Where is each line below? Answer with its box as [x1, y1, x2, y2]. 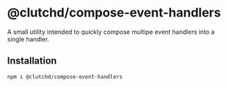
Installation [7, 55, 57, 67]
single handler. [7, 35, 50, 43]
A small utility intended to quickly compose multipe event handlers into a [7, 28, 215, 36]
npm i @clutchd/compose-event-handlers [7, 73, 123, 80]
